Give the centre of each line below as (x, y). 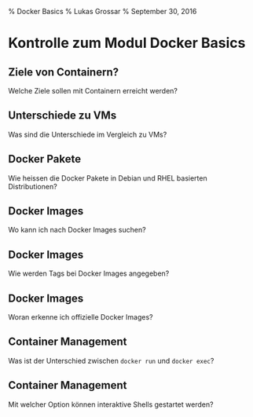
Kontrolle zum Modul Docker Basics (127, 43)
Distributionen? (33, 186)
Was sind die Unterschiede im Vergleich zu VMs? (88, 134)
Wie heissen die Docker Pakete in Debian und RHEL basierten (108, 178)
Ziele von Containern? (64, 72)
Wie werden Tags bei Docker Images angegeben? (89, 273)
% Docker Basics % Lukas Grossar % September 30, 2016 (103, 11)
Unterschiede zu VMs (62, 116)
